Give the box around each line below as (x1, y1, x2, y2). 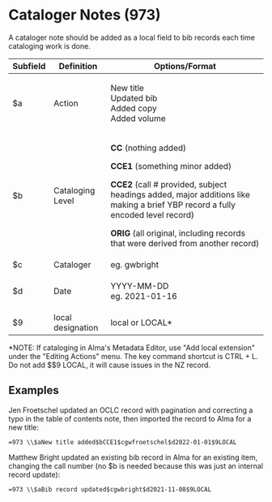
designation (53, 322, 99, 333)
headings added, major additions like (110, 188, 251, 200)
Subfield (12, 60, 46, 71)
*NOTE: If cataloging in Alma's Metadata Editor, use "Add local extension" (8, 343, 255, 353)
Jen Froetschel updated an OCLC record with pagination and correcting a (8, 405, 253, 415)
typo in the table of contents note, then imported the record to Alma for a (8, 413, 252, 423)
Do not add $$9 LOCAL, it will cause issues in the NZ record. (8, 360, 211, 370)
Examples (8, 383, 59, 397)
